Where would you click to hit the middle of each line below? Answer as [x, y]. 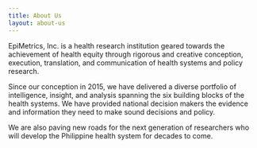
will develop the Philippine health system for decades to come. [111, 135]
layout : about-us [37, 23]
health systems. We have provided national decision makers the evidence [128, 103]
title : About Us [35, 16]
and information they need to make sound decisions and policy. [112, 111]
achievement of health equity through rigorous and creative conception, [126, 54]
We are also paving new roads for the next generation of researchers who [129, 127]
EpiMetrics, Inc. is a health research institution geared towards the [117, 45]
